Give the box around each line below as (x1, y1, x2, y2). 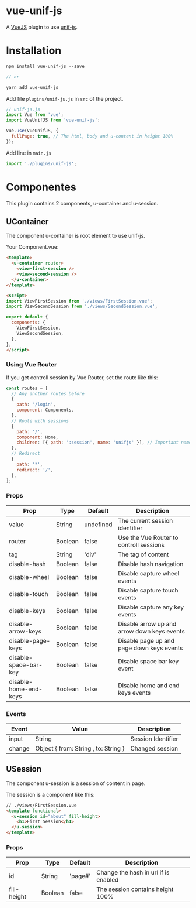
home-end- (9, 685, 43, 693)
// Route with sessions (11, 417, 69, 424)
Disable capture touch (118, 586, 179, 594)
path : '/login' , (16, 402, 57, 407)
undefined (84, 520, 113, 528)
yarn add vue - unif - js (6, 84, 59, 90)
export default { (6, 314, 48, 320)
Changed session (130, 745, 178, 753)
